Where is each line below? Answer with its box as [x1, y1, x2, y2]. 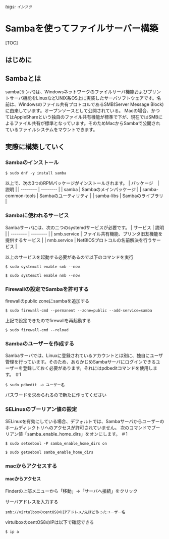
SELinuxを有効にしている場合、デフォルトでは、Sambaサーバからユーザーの [5, 418, 164, 424]
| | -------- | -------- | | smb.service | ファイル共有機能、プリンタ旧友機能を [5, 230, 163, 236]
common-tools [5, 193, 36, 199]
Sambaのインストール [5, 159, 59, 166]
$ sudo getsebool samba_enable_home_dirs [5, 450, 94, 455]
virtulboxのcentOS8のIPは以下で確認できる [5, 519, 94, 525]
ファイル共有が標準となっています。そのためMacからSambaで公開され [14, 120, 160, 126]
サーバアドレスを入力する [5, 499, 59, 505]
